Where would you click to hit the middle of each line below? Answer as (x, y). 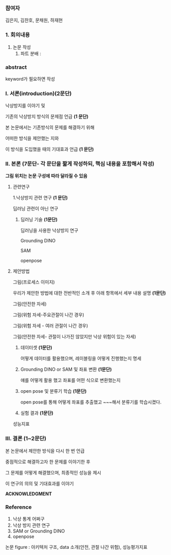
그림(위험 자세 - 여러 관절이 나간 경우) (50, 326)
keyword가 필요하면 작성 (30, 79)
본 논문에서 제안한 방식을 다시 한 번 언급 (45, 451)
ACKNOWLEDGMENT (29, 493)
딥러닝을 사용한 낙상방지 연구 (49, 231)
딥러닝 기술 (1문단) (39, 220)
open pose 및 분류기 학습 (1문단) (53, 391)
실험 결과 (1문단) (37, 413)
